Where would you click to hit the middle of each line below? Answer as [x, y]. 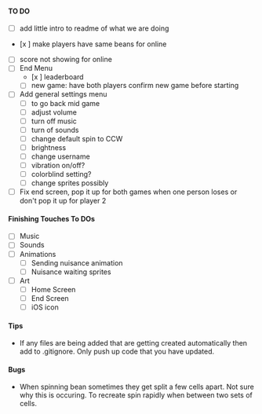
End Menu [36, 68]
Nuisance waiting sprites [71, 272]
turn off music [54, 121]
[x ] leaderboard [57, 77]
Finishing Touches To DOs [52, 218]
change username [60, 156]
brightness [49, 147]
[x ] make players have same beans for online [93, 44]
